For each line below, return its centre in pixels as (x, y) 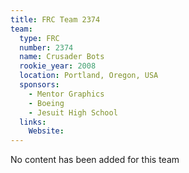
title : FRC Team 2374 (55, 19)
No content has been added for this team (95, 160)
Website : (46, 131)
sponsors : (39, 85)
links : (33, 122)
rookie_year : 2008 (58, 66)
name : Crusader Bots (62, 57)
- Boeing (46, 103)
